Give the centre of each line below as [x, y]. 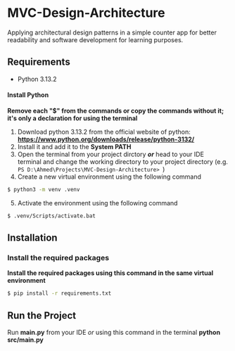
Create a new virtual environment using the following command [109, 177]
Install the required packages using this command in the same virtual [110, 273]
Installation [32, 238]
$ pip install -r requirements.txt [59, 293]
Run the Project [42, 315]
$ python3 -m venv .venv [44, 189]
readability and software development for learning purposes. [95, 39]
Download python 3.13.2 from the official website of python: [104, 132]
